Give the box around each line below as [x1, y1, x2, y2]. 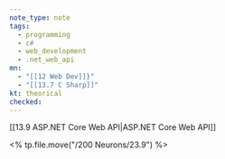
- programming [17, 30, 70, 39]
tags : [9, 22, 30, 31]
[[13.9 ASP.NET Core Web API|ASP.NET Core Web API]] [9, 122, 217, 133]
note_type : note [9, 13, 70, 23]
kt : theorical [9, 89, 63, 98]
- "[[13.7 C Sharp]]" [17, 80, 99, 89]
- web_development [17, 47, 88, 56]
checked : [9, 97, 42, 107]
